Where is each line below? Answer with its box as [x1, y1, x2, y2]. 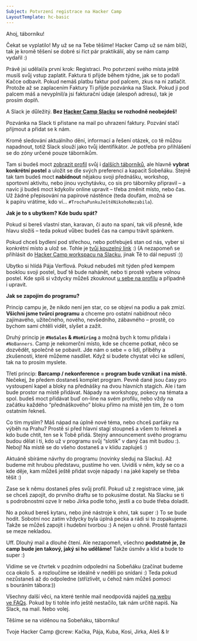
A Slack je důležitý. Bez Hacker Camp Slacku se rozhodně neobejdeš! [6, 108, 177, 115]
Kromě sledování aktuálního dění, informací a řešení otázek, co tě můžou [6, 137, 182, 144]
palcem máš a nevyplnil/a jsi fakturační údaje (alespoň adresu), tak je [6, 90, 173, 97]
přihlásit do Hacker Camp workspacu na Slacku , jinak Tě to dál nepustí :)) [6, 250, 184, 258]
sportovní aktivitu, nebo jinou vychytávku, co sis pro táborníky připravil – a [6, 179, 186, 186]
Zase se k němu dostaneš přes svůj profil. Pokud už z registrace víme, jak [6, 485, 185, 492]
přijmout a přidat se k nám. [6, 126, 71, 133]
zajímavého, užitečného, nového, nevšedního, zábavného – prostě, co [6, 316, 175, 323]
